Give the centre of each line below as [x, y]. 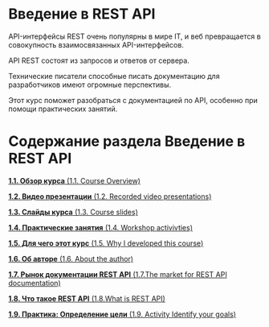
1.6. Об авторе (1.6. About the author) [71, 259]
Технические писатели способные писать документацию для [114, 76]
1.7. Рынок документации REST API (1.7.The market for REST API [118, 274]
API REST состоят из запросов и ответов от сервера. [99, 60]
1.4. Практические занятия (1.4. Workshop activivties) [101, 227]
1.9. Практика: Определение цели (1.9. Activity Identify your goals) [122, 314]
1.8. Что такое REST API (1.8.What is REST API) [87, 298]
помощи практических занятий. [63, 109]
